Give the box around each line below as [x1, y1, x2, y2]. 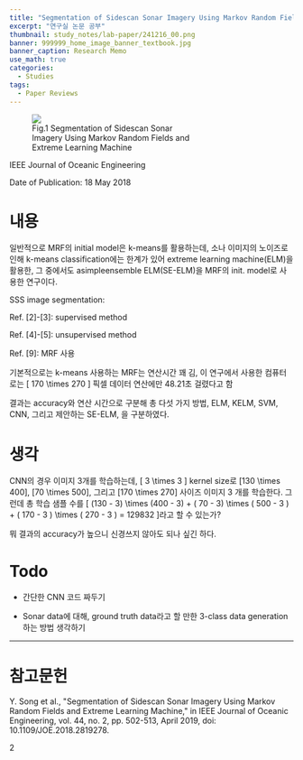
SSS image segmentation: [9, 294, 106, 305]
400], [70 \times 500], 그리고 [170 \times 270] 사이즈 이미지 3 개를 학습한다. [9, 487, 283, 497]
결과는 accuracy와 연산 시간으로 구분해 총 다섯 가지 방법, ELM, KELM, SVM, [9, 398, 279, 409]
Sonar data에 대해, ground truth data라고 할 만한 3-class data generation [22, 611, 289, 622]
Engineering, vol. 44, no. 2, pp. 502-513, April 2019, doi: [9, 715, 216, 727]
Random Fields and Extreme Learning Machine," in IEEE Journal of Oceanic [9, 706, 289, 717]
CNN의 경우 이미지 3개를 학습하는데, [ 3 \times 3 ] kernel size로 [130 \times [9, 476, 281, 487]
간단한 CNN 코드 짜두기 [22, 592, 106, 603]
